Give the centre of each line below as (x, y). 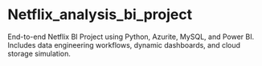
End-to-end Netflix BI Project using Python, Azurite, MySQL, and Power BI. (131, 37)
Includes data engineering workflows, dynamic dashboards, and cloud (124, 45)
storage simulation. (39, 53)
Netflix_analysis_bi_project (100, 15)
